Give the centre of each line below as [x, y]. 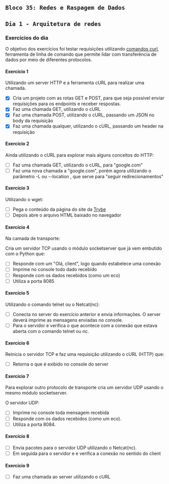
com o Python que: [25, 254]
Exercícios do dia [27, 38]
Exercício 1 [17, 71]
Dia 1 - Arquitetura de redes [53, 24]
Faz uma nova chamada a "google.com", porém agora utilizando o [82, 171]
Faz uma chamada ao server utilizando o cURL [61, 477]
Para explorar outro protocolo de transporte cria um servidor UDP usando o [84, 388]
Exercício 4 [17, 227]
